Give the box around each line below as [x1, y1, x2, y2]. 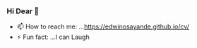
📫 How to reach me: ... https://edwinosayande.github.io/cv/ [16, 22, 190, 31]
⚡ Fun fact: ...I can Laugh [16, 33, 90, 41]
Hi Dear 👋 [6, 6, 40, 16]
